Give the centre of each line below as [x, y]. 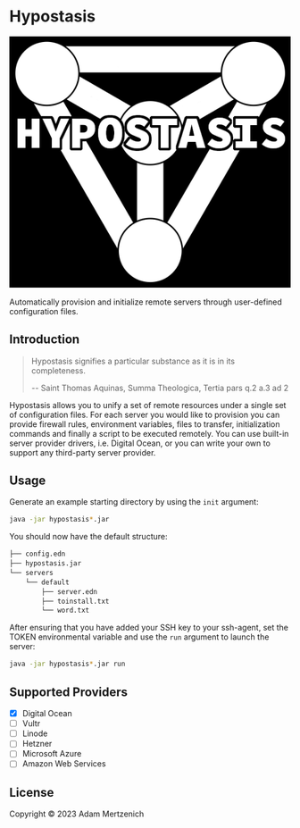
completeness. [58, 370]
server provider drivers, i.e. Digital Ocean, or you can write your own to [140, 443]
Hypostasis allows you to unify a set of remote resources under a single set [148, 405]
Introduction [45, 340]
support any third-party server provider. [83, 452]
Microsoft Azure [52, 754]
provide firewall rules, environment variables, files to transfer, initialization [145, 424]
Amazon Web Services [64, 764]
